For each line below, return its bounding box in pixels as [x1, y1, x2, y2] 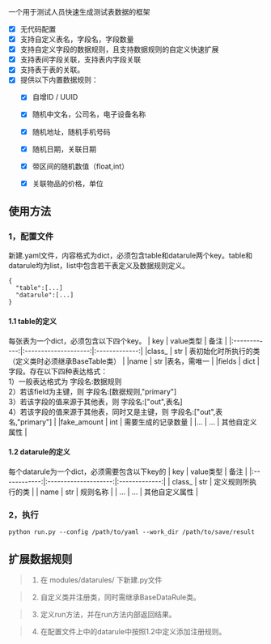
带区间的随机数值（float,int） [32, 161, 129, 171]
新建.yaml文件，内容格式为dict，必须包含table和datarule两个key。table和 [8, 250, 253, 261]
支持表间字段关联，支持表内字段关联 [19, 55, 142, 65]
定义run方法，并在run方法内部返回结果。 [40, 609, 176, 619]
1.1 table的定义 [8, 317, 57, 326]
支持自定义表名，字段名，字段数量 [19, 35, 134, 45]
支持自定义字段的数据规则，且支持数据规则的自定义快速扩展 [19, 45, 219, 54]
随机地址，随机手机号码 [32, 126, 111, 136]
